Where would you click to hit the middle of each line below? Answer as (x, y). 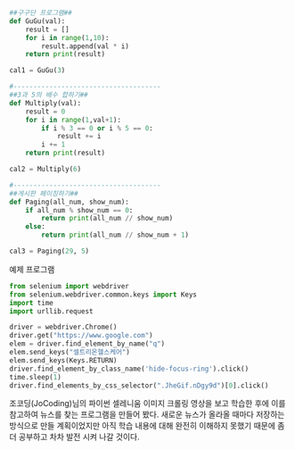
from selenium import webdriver (69, 286)
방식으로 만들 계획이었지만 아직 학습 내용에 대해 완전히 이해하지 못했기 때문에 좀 (147, 426)
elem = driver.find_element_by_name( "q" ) (87, 344)
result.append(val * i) (85, 46)
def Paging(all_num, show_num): (69, 202)
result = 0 (45, 112)
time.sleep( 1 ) (36, 377)
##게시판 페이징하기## (44, 193)
